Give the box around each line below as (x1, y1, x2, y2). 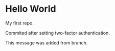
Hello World (5, 3, 56, 15)
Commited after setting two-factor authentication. (5, 30, 110, 36)
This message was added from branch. (5, 39, 88, 46)
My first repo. (5, 20, 34, 26)
